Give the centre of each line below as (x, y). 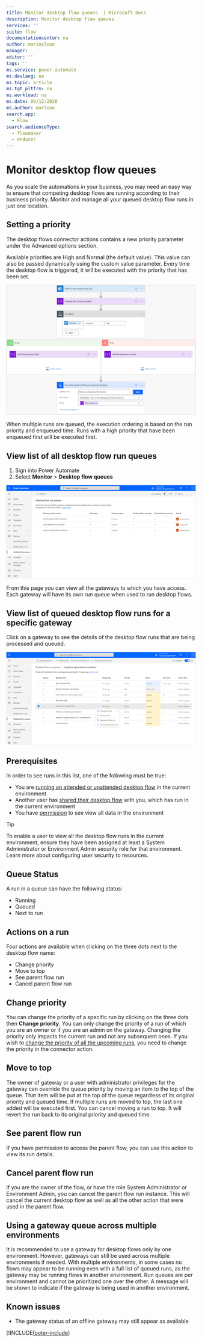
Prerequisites (32, 761)
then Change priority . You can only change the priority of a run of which (96, 1023)
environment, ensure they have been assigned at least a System (86, 842)
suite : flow (21, 32)
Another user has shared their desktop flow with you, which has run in (102, 800)
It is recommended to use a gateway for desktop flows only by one (89, 1249)
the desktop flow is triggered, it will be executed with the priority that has (97, 270)
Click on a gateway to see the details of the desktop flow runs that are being (101, 637)
